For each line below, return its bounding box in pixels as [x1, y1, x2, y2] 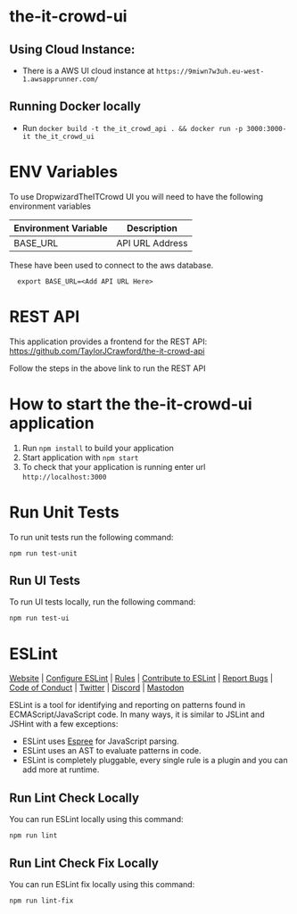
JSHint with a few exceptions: [9, 719, 119, 729]
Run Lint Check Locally [9, 790, 140, 805]
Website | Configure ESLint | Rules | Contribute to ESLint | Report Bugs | [9, 673, 274, 684]
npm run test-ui [9, 613, 70, 623]
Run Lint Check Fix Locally [9, 855, 159, 870]
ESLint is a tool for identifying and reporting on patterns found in [9, 700, 245, 711]
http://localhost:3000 [21, 473, 107, 482]
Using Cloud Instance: [9, 42, 136, 57]
